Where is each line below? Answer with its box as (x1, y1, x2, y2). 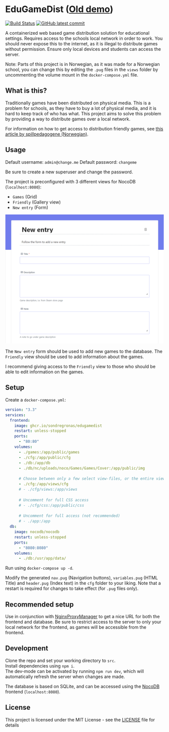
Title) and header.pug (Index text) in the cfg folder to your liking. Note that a (5, 580, 161, 586)
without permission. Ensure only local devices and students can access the (5, 46, 161, 52)
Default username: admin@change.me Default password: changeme (5, 159, 137, 165)
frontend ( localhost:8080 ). (5, 689, 60, 695)
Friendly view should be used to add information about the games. (5, 354, 144, 360)
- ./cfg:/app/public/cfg (18, 455, 71, 460)
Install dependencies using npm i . (5, 662, 74, 669)
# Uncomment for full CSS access (18, 497, 89, 502)
